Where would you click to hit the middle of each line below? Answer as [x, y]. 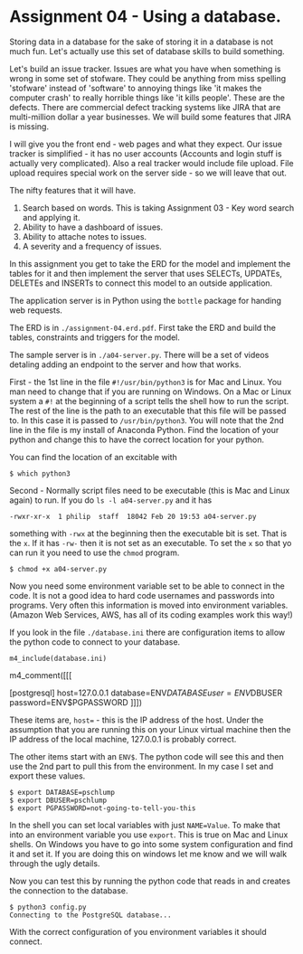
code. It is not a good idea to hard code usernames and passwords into [142, 595]
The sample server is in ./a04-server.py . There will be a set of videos [139, 354]
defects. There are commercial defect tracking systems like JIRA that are [145, 107]
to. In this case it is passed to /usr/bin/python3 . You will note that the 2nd [147, 420]
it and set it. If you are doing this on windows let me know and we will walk [148, 854]
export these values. [47, 776]
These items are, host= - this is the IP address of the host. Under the [137, 720]
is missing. [29, 126]
